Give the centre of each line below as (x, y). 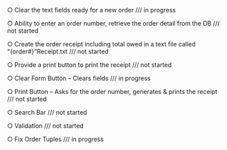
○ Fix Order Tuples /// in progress (55, 139)
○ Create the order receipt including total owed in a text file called (101, 44)
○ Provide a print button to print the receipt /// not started (89, 65)
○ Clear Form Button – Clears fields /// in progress (79, 78)
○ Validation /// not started (46, 126)
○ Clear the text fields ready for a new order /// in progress (92, 10)
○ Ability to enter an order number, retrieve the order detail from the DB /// (113, 23)
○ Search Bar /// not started (47, 112)
